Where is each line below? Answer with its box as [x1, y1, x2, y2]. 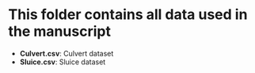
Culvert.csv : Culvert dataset [19, 48, 114, 58]
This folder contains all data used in [8, 6, 248, 24]
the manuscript [8, 22, 111, 40]
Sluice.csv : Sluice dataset [19, 57, 106, 67]
